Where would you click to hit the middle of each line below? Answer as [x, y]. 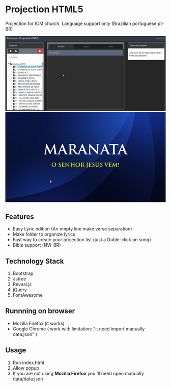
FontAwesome [28, 295]
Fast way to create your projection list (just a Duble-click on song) [82, 240]
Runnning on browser [40, 311]
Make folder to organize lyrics [44, 234]
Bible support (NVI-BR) [37, 245]
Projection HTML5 [44, 9]
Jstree [19, 278]
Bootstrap [23, 273]
